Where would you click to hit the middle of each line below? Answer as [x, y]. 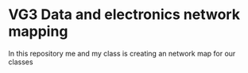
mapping [38, 31]
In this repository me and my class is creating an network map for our [122, 53]
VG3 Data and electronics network [124, 15]
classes [21, 62]
